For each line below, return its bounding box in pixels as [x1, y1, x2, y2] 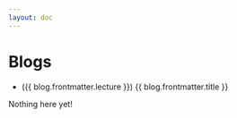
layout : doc [8, 13, 53, 22]
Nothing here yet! [8, 98, 73, 109]
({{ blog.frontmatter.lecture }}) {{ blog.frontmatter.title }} [21, 81, 229, 92]
